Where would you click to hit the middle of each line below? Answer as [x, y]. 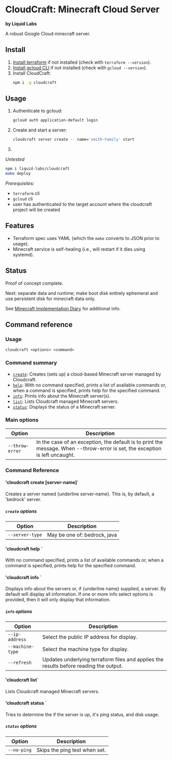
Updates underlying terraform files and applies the [103, 660]
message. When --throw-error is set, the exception [99, 448]
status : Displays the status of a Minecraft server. [64, 406]
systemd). [23, 254]
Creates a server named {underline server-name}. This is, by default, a [80, 494]
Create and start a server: [40, 130]
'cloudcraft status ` [26, 703]
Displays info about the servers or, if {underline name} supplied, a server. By [86, 589]
